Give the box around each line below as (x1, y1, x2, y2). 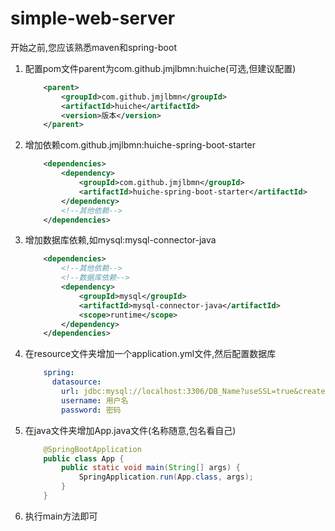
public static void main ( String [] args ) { (61, 463, 241, 473)
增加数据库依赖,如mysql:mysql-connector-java (24, 234, 217, 246)
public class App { (43, 453, 125, 464)
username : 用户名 (61, 395, 129, 406)
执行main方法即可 (24, 510, 98, 522)
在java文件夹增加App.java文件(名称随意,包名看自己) (24, 424, 237, 436)
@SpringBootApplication (43, 444, 142, 454)
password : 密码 (61, 405, 122, 415)
